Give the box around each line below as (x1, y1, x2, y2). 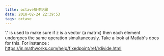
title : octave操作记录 (5, 7, 49, 12)
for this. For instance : (5, 40, 50, 46)
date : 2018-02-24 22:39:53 (5, 12, 60, 17)
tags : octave (5, 16, 32, 21)
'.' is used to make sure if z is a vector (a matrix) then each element (5, 30, 141, 36)
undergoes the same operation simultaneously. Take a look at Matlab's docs (5, 35, 159, 41)
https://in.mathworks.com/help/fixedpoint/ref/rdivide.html (5, 45, 122, 52)
